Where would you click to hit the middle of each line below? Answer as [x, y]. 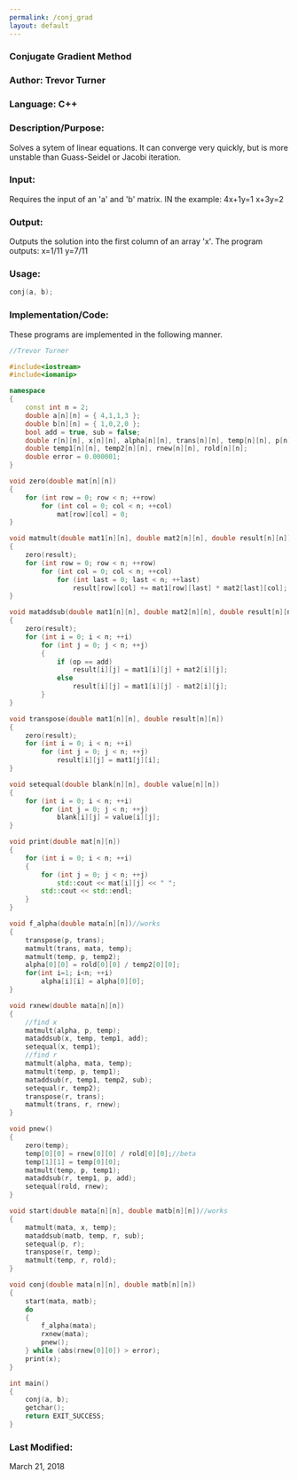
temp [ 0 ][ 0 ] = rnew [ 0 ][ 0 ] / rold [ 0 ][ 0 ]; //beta [111, 1153]
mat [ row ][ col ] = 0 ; [92, 514]
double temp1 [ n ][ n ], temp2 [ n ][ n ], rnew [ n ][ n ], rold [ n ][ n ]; [137, 449]
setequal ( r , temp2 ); [63, 1088]
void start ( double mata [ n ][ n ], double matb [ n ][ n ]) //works [118, 1211]
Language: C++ [43, 105]
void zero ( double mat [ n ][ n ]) [63, 481]
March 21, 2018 [37, 1467]
